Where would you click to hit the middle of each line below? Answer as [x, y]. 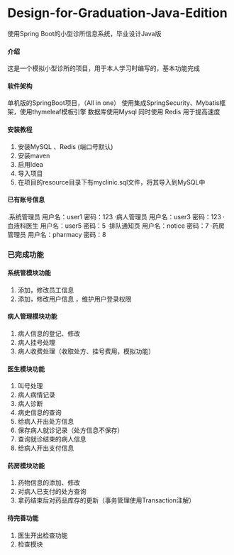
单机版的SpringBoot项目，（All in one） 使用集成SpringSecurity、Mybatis [113, 103]
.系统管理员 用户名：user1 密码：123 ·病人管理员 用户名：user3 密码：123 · [116, 216]
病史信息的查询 [39, 412]
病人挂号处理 [36, 343]
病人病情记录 [36, 395]
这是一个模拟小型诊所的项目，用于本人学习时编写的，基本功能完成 [104, 68]
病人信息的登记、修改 [49, 334]
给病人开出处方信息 [46, 422]
